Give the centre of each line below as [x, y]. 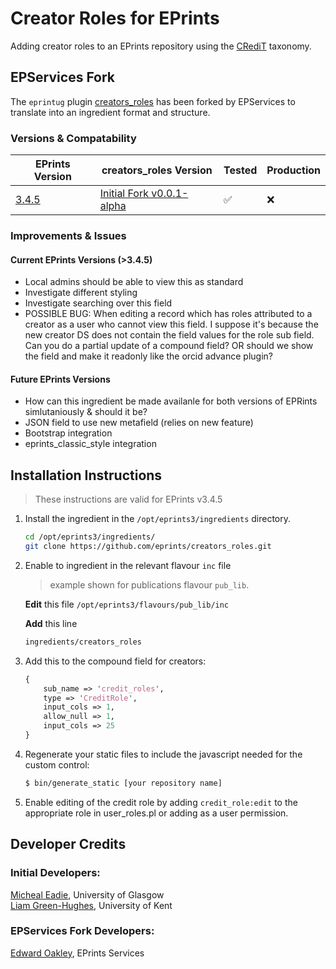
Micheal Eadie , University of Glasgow [87, 894]
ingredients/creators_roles [83, 642]
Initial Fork [124, 194]
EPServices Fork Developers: [82, 931]
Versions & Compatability [73, 138]
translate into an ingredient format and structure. [110, 112]
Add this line [51, 623]
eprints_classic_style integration [90, 444]
